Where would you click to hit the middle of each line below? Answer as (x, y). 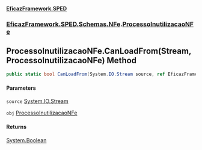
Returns (17, 127)
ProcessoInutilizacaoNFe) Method (72, 60)
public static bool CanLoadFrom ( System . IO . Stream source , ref (86, 74)
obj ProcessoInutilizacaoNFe (42, 113)
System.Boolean (26, 140)
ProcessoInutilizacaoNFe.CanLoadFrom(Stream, (99, 51)
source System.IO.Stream (37, 101)
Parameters (21, 88)
